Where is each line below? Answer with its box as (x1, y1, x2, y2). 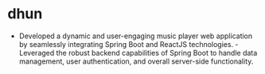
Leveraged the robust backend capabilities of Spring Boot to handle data (18, 48, 258, 57)
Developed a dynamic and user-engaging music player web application (18, 31, 253, 41)
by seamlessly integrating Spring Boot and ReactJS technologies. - (18, 39, 240, 49)
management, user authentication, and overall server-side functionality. (18, 56, 254, 66)
